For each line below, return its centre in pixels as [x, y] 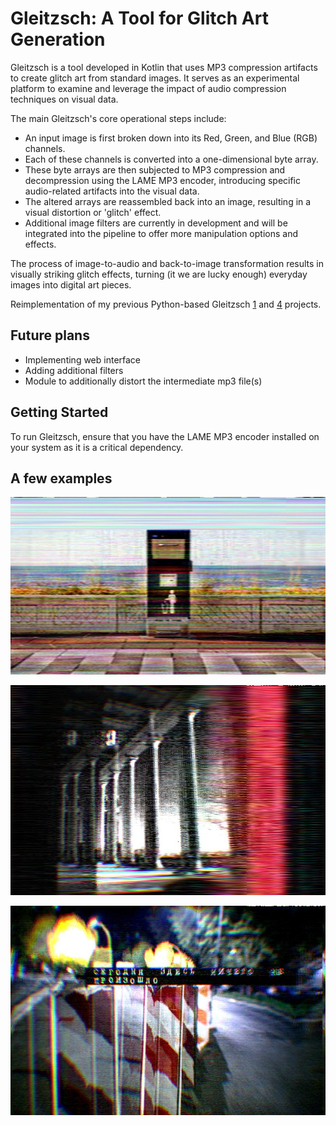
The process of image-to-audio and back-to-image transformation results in [167, 263]
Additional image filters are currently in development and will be [156, 223]
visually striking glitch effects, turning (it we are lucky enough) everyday [159, 274]
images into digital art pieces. [71, 284]
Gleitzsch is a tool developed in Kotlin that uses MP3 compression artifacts [164, 67]
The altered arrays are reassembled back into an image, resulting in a [168, 201]
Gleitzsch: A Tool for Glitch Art [139, 18]
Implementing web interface [83, 359]
